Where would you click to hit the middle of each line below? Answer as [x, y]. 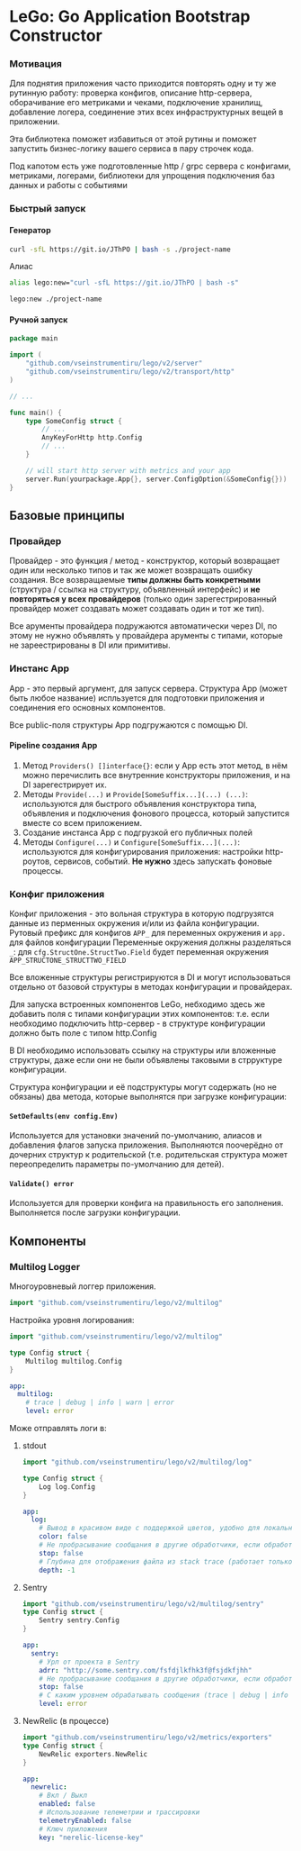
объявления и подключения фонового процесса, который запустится [156, 813]
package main [34, 339]
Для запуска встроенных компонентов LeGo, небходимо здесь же [137, 1004]
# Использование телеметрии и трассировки [120, 1812]
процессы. [43, 870]
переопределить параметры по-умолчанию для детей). [117, 1165]
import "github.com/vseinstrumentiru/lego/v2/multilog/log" [137, 1462]
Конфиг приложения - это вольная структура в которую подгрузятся [142, 914]
